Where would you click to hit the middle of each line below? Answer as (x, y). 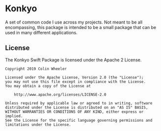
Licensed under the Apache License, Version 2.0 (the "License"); (74, 77)
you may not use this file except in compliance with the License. (76, 81)
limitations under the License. (38, 125)
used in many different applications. (41, 32)
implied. (14, 116)
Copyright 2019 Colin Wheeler (36, 69)
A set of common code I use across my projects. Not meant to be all (74, 22)
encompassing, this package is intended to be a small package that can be (80, 27)
